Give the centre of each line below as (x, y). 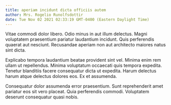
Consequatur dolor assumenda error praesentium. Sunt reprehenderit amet (84, 86)
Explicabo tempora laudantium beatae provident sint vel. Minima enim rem (83, 60)
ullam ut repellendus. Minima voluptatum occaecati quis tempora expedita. (84, 65)
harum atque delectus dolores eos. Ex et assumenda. (61, 76)
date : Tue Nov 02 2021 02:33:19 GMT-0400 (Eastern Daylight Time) (77, 19)
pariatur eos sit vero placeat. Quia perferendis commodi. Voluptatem (77, 92)
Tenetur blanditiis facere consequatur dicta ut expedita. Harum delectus (81, 71)
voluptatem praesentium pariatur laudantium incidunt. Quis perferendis (80, 39)
